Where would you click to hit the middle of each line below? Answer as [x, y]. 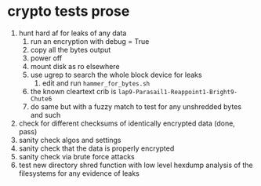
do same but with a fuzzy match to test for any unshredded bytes [136, 106]
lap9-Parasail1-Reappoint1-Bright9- [178, 92]
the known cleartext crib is [73, 91]
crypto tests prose [69, 11]
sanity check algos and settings [70, 140]
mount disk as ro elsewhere [75, 66]
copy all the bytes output [71, 49]
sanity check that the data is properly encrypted [96, 148]
